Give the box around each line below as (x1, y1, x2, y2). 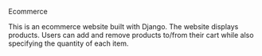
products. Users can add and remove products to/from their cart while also (8, 31, 254, 39)
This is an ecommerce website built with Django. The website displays (8, 22, 239, 31)
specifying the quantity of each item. (8, 39, 129, 48)
